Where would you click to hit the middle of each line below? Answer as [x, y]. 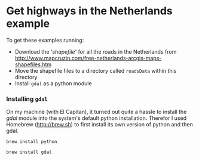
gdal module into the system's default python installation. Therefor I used [97, 118]
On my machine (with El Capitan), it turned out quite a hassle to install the [97, 112]
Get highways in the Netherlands [90, 11]
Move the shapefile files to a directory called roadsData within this [96, 70]
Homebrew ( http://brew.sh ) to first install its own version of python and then [99, 125]
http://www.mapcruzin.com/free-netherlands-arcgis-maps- [88, 58]
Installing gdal [27, 98]
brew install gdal [29, 152]
